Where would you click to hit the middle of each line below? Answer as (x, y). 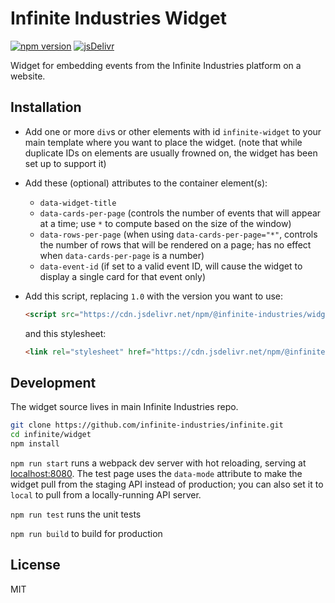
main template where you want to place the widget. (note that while (163, 142)
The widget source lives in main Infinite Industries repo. (124, 407)
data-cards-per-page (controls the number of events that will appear (180, 213)
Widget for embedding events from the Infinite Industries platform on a (156, 65)
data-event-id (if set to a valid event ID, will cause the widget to (171, 266)
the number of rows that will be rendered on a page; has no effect (175, 244)
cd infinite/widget (51, 435)
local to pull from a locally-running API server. (106, 494)
